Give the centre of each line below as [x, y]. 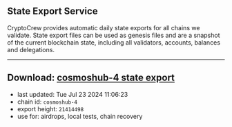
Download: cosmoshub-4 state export [91, 78]
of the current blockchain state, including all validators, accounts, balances [114, 42]
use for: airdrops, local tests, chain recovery [80, 116]
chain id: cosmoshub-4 [47, 102]
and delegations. [31, 49]
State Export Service [52, 11]
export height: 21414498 [50, 108]
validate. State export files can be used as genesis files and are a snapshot [114, 35]
